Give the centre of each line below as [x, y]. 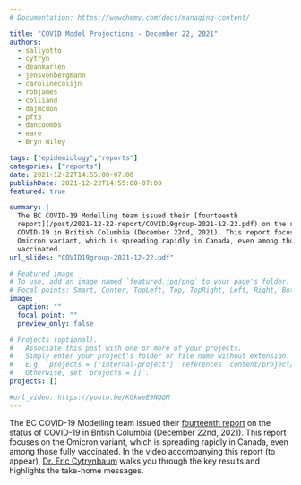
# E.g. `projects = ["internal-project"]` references [116, 365]
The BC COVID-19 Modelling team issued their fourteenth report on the [140, 422]
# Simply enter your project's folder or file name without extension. [150, 356]
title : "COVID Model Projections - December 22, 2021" [114, 34]
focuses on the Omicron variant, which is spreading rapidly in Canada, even [149, 442]
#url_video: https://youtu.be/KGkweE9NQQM [90, 397]
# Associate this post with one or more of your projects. [126, 348]
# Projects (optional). [54, 340]
